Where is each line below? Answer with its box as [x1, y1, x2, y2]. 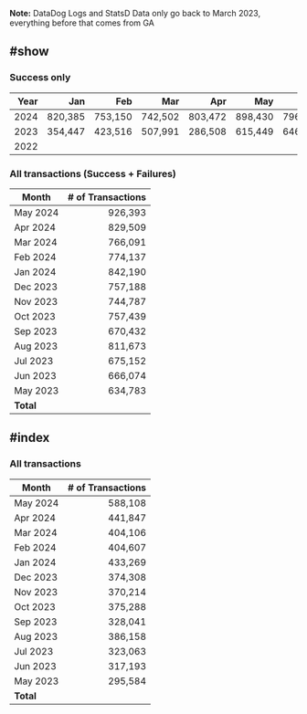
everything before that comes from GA [9, 17, 155, 28]
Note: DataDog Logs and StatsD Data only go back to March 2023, [9, 8, 261, 18]
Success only [9, 71, 71, 84]
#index [9, 430, 50, 446]
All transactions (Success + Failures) [9, 167, 176, 180]
